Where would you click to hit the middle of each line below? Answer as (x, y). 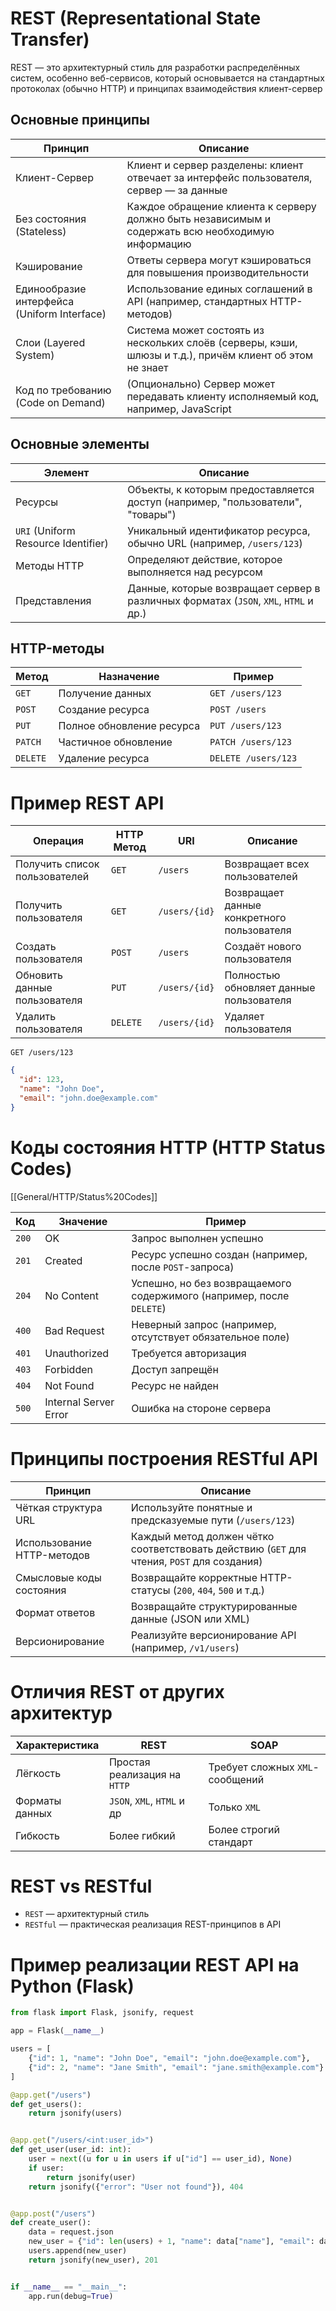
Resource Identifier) (62, 543)
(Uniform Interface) (61, 314)
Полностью (252, 975)
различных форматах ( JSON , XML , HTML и (220, 600)
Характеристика (57, 1745)
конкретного (255, 918)
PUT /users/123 (245, 726)
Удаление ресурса (104, 759)
